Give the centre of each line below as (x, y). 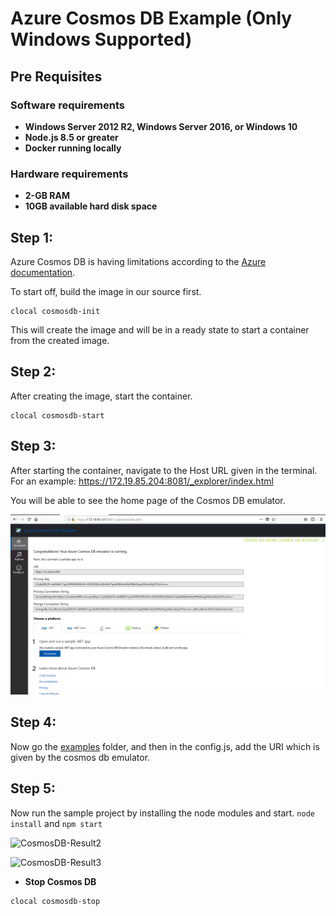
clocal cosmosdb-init (55, 311)
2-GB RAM (47, 196)
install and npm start (56, 823)
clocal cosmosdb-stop (55, 901)
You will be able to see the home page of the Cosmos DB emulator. (148, 500)
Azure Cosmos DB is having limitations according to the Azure (138, 261)
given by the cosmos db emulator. (80, 757)
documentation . (43, 272)
